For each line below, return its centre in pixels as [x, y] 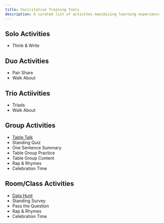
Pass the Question [31, 206]
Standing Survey [29, 201]
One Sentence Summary [37, 147]
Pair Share [22, 73]
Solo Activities [28, 34]
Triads [19, 105]
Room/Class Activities [40, 184]
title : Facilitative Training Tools [42, 10]
